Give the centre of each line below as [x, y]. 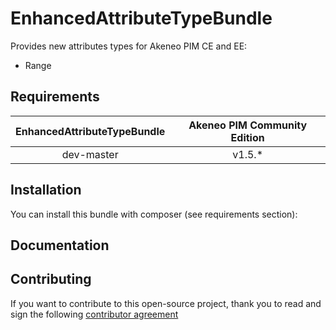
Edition [247, 137]
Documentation [60, 245]
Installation [46, 190]
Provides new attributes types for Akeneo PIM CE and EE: [129, 46]
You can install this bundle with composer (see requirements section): [154, 214]
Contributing [51, 279]
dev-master [90, 154]
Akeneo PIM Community [248, 125]
